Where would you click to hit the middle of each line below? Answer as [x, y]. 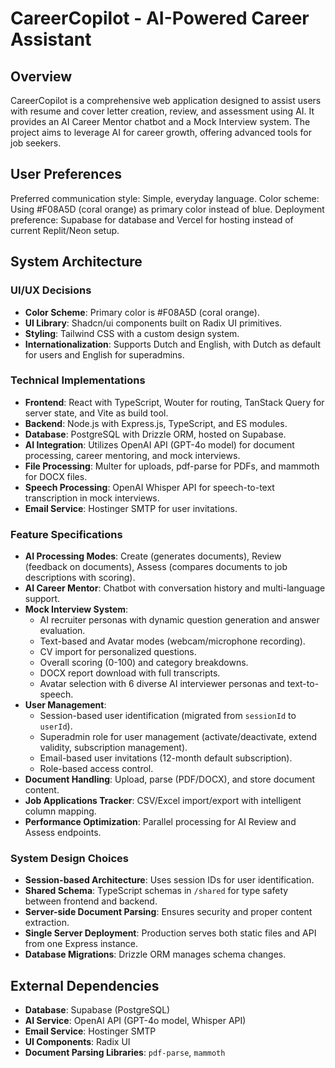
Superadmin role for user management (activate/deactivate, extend [178, 737]
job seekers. [36, 143]
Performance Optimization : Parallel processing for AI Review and [160, 822]
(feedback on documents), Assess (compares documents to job [156, 567]
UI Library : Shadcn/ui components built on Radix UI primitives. [153, 323]
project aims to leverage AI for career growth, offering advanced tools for [161, 132]
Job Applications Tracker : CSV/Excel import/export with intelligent [163, 801]
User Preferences [66, 174]
